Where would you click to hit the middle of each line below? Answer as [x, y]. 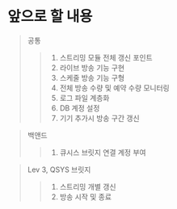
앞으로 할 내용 [50, 17]
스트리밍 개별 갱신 [88, 186]
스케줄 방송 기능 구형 [92, 77]
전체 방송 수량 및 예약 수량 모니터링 [115, 88]
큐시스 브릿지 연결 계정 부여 [103, 152]
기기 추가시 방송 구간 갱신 [99, 118]
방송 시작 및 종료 [86, 196]
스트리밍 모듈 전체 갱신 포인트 [106, 57]
